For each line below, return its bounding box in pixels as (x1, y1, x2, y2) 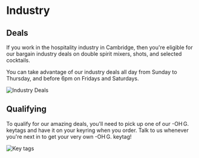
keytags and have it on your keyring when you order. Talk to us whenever (6, 127, 189, 134)
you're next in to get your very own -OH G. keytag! (6, 133, 132, 140)
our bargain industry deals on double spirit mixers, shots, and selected (6, 50, 182, 58)
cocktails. (6, 57, 30, 64)
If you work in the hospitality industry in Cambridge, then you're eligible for (6, 44, 193, 51)
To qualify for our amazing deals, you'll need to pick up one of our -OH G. (6, 120, 189, 127)
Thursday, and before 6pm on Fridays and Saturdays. (6, 75, 139, 82)
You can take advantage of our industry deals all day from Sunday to (6, 68, 177, 76)
